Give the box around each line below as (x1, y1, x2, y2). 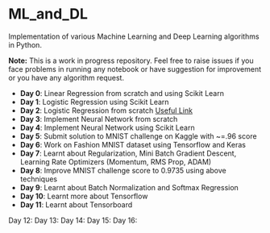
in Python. (8, 40, 43, 49)
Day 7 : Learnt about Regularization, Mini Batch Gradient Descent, (19, 148, 237, 158)
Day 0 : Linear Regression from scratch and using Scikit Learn (19, 88, 224, 98)
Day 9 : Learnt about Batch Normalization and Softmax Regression (19, 182, 239, 192)
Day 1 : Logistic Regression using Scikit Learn (19, 97, 169, 106)
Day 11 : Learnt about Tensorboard (19, 199, 133, 210)
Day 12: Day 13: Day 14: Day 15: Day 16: (8, 215, 138, 225)
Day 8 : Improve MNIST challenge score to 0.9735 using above (19, 165, 227, 175)
